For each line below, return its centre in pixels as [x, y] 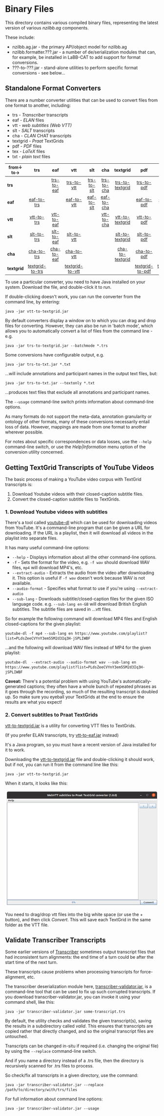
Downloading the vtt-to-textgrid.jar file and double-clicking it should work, [80, 759]
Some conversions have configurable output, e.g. [55, 355]
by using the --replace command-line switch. [51, 1051]
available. [22, 583]
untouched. [17, 1037]
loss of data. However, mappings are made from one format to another [76, 427]
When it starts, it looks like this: [36, 783]
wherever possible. [24, 432]
